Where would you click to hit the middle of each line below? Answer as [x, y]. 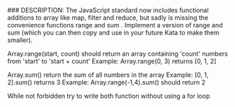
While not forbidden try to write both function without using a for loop [109, 96]
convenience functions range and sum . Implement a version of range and [115, 25]
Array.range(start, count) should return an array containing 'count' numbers [118, 53]
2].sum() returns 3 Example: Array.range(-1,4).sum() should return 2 [107, 82]
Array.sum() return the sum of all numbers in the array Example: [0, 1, [108, 75]
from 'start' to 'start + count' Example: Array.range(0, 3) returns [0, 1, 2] [112, 61]
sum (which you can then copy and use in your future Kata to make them [113, 32]
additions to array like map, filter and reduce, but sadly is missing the [108, 18]
